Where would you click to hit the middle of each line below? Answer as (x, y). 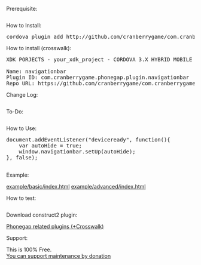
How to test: (21, 198)
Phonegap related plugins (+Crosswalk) (55, 227)
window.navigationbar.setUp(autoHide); (77, 152)
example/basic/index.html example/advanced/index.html (76, 187)
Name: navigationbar (36, 71)
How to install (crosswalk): (39, 48)
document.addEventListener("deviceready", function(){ (88, 140)
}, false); (22, 158)
